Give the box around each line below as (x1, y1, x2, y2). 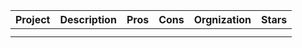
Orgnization (193, 13, 252, 26)
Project (15, 13, 51, 26)
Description (59, 13, 117, 26)
